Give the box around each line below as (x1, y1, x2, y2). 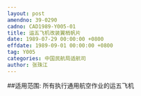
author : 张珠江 (7, 61, 48, 68)
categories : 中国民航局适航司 (7, 55, 87, 62)
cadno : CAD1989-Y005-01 (7, 23, 76, 30)
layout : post (7, 10, 45, 17)
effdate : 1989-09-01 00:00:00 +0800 (7, 42, 113, 49)
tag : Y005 (7, 49, 36, 56)
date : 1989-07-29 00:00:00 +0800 (7, 36, 104, 43)
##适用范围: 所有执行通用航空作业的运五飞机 (7, 81, 134, 90)
